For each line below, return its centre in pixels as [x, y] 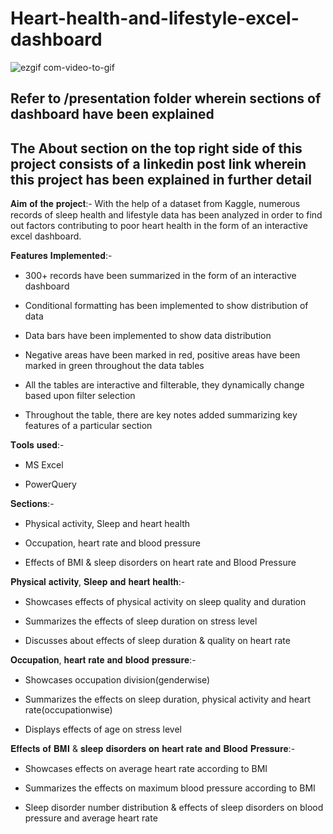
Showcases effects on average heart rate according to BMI [146, 769]
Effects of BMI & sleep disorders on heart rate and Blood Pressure [160, 563]
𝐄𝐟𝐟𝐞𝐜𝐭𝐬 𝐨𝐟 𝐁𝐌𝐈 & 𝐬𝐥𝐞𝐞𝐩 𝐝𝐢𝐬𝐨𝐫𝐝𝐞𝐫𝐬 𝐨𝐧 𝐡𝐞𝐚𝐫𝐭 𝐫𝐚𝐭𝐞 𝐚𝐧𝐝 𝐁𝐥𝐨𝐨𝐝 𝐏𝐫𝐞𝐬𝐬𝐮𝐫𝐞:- [153, 749]
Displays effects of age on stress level [103, 729]
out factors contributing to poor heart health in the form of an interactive [159, 226]
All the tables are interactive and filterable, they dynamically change [164, 385]
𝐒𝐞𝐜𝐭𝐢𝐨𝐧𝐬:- [32, 504]
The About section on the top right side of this [156, 148]
